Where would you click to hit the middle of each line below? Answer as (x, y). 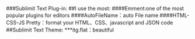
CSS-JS (15, 22)
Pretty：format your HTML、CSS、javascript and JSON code (100, 22)
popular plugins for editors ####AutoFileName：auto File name (82, 15)
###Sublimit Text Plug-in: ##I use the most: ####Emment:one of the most (95, 8)
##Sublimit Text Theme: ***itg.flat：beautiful (60, 30)
